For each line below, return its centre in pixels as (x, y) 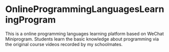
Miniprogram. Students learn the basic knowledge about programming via (82, 39)
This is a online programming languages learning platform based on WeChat (85, 33)
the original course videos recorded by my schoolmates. (64, 44)
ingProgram (31, 20)
